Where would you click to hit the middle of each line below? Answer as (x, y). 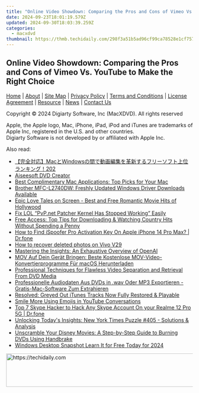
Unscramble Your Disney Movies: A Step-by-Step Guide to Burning (96, 333)
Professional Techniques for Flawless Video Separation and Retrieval (99, 269)
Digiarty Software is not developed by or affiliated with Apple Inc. (86, 137)
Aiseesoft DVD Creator (42, 175)
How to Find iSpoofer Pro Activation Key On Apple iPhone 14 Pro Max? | (102, 232)
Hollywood (28, 207)
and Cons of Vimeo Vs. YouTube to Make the (90, 73)
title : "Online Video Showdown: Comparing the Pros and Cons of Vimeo (95, 12)
